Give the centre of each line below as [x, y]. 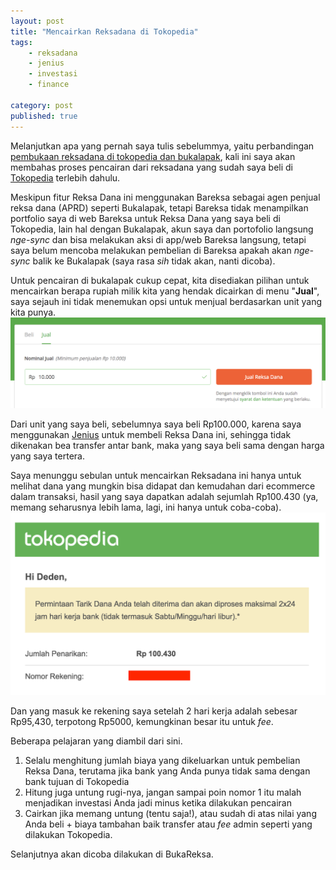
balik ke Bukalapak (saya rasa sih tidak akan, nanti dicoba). [154, 261]
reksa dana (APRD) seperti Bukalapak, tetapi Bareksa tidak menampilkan [159, 207]
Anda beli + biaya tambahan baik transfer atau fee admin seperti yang [168, 824]
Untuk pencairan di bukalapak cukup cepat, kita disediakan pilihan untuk [160, 280]
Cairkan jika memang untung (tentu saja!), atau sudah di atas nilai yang [170, 813]
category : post [42, 105]
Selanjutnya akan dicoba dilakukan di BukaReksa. [112, 854]
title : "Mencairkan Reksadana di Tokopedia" [104, 31]
